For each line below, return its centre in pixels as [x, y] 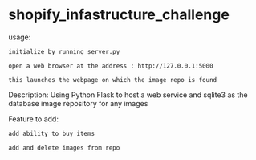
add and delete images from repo [64, 148]
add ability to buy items [51, 133]
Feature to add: [33, 119]
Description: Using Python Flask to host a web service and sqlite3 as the [128, 95]
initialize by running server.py [64, 51]
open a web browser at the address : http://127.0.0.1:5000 [111, 66]
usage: [20, 37]
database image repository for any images [78, 103]
